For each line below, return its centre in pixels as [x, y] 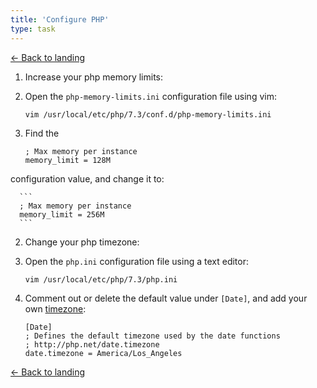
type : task [33, 29]
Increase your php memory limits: [94, 77]
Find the [42, 133]
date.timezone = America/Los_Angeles [103, 353]
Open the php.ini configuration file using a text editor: [136, 261]
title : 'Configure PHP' [60, 19]
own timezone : [55, 308]
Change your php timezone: [82, 242]
